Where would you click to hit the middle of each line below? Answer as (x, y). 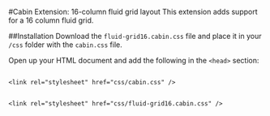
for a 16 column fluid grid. (51, 20)
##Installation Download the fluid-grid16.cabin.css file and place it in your (135, 36)
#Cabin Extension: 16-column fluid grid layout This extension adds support (133, 12)
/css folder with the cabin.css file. (66, 45)
